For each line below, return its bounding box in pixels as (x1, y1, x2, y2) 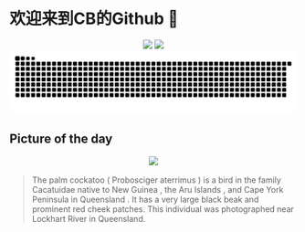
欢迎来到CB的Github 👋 (9, 8, 179, 29)
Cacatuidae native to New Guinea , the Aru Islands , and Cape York (31, 184, 284, 195)
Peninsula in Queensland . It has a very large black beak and (31, 194, 259, 205)
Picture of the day (9, 132, 113, 147)
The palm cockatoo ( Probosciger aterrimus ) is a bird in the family (31, 174, 281, 185)
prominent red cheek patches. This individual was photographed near (31, 203, 295, 215)
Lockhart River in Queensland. (31, 213, 146, 224)
